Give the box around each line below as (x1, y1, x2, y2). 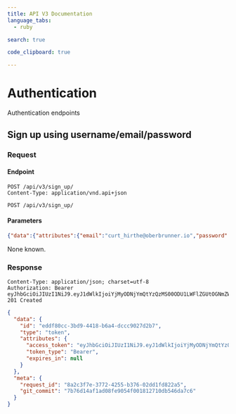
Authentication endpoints (7, 108, 81, 117)
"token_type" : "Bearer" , (25, 349, 99, 356)
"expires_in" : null (25, 355, 83, 363)
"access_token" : (25, 342, 74, 349)
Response (7, 262, 42, 272)
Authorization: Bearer (7, 284, 74, 291)
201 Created (7, 296, 42, 303)
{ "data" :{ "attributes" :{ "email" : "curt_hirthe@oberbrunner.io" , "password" (7, 232, 228, 239)
